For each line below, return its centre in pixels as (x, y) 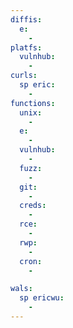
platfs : (26, 47)
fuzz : (31, 168)
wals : (21, 289)
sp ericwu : (42, 298)
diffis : (26, 19)
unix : (31, 112)
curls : (24, 76)
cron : (31, 261)
